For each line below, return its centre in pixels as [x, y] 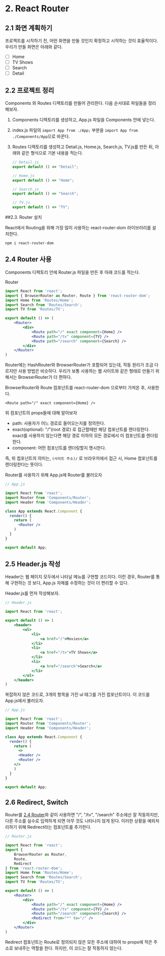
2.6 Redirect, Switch [37, 802]
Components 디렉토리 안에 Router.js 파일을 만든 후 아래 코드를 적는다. [72, 272]
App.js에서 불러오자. [25, 701]
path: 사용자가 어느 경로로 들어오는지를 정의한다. [59, 423]
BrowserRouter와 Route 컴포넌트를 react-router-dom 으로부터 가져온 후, [76, 388]
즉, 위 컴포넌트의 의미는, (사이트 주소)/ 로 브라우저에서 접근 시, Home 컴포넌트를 [82, 459]
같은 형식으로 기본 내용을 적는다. [52, 153]
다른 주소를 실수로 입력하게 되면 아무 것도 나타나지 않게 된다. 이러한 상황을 [76, 821]
